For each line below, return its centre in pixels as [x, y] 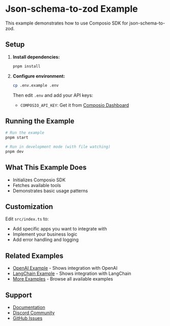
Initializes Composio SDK [39, 180]
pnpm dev [15, 151]
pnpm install [27, 66]
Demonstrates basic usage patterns [50, 191]
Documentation [29, 308]
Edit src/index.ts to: [27, 219]
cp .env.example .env [35, 85]
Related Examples [34, 256]
